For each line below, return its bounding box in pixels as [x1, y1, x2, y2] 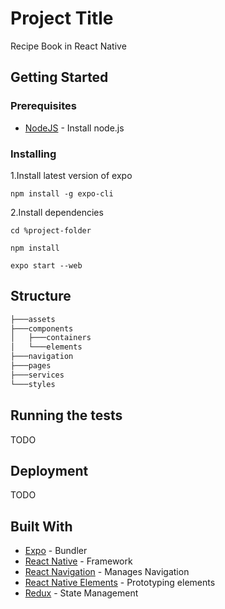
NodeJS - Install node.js [24, 122, 125, 134]
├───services [10, 370, 65, 380]
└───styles [10, 379, 56, 389]
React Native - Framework [24, 555, 133, 567]
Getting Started [10, 69, 109, 86]
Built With [10, 518, 73, 535]
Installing [10, 147, 57, 161]
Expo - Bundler [24, 545, 88, 557]
